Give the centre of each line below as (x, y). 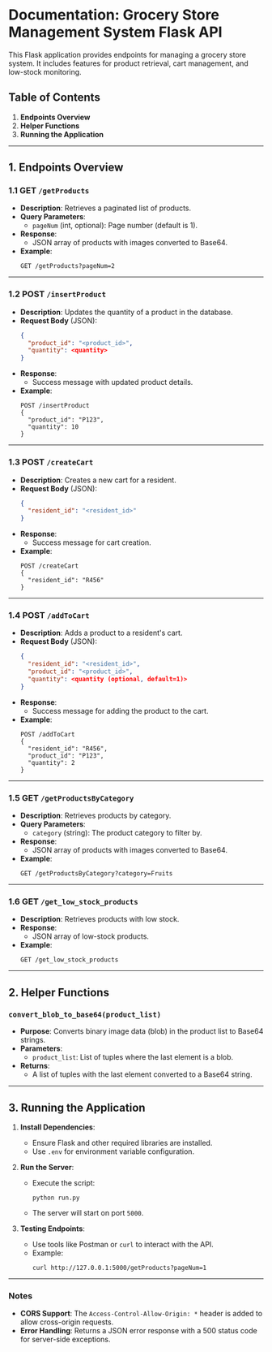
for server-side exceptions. (65, 1339)
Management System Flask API (115, 32)
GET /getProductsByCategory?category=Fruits (96, 874)
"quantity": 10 (53, 427)
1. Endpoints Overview (66, 168)
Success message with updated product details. (113, 382)
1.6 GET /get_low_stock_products (74, 901)
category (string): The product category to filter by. (117, 833)
